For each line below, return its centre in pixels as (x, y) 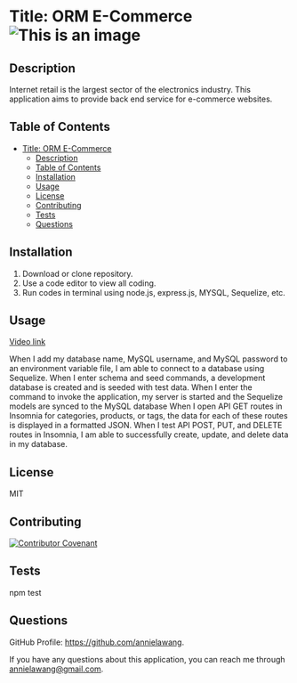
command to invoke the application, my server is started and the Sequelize (146, 397)
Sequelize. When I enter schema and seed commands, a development (137, 378)
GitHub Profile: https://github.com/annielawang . (97, 642)
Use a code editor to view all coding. (89, 283)
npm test (25, 592)
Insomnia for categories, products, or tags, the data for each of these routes (148, 416)
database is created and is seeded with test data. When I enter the (131, 387)
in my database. (39, 444)
